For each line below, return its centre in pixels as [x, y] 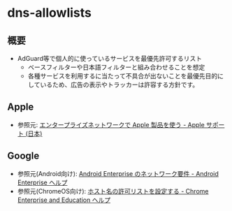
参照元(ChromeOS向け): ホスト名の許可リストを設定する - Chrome [113, 191]
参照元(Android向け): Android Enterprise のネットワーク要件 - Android [118, 173]
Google [23, 156]
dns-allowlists [50, 13]
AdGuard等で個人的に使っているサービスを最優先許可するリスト [110, 58]
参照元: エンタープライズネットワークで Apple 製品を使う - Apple [111, 124]
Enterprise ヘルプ [42, 182]
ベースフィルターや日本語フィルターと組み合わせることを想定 [116, 67]
